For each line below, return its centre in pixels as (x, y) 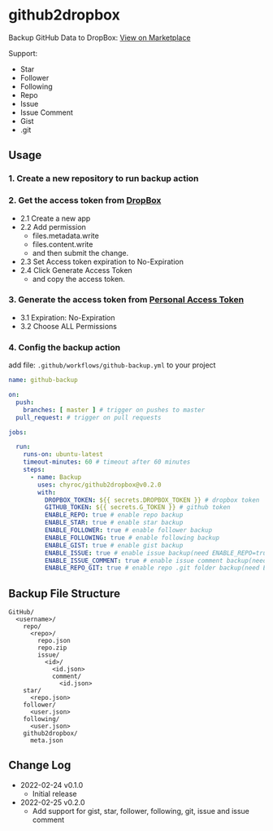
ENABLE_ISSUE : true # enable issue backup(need (126, 553)
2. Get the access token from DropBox (85, 200)
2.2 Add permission (53, 226)
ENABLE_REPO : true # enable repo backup (114, 515)
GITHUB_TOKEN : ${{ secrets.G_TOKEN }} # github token (137, 508)
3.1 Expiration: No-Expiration (67, 317)
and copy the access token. (79, 279)
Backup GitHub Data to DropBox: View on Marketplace (100, 37)
